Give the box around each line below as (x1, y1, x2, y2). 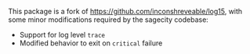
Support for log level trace (19, 31, 106, 39)
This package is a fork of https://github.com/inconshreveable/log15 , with (8, 7, 243, 16)
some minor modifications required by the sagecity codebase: (8, 15, 209, 24)
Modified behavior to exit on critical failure (19, 38, 163, 48)
